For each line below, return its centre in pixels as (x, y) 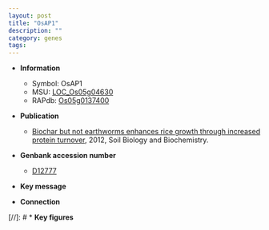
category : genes (35, 38)
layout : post (30, 16)
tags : (17, 46)
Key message (43, 186)
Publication (39, 116)
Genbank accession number (68, 156)
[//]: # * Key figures (41, 217)
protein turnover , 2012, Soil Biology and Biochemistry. (120, 140)
